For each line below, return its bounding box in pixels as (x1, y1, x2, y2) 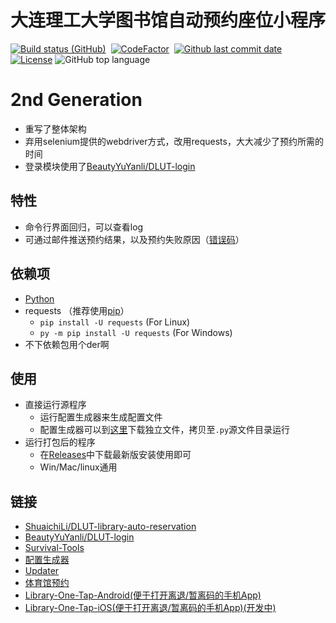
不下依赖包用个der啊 (24, 338, 110, 350)
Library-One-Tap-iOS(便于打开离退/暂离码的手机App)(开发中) (24, 602, 277, 614)
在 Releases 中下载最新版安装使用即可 (39, 449, 192, 461)
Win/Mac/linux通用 (39, 461, 118, 473)
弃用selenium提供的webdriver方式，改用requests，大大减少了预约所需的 (24, 135, 324, 147)
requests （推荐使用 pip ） (24, 304, 130, 316)
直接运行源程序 (24, 399, 87, 411)
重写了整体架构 (24, 122, 87, 135)
